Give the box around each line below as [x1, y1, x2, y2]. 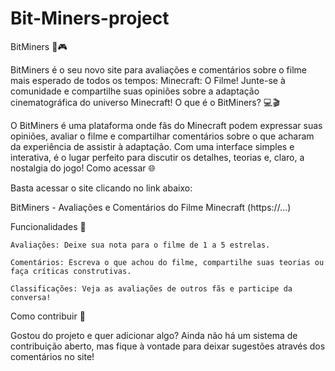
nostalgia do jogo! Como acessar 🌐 [10, 162, 156, 174]
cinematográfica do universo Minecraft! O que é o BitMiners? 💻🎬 [10, 96, 280, 108]
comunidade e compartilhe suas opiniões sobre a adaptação [10, 85, 260, 97]
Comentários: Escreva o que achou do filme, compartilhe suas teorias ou [10, 257, 325, 267]
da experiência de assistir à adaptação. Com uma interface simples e [10, 140, 295, 152]
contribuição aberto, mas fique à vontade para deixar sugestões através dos [10, 340, 326, 352]
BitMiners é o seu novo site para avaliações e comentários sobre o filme [10, 63, 307, 76]
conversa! [10, 292, 52, 302]
